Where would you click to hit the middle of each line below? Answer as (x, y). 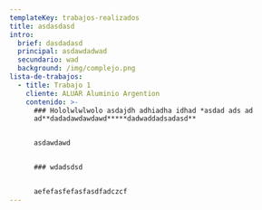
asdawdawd (52, 143)
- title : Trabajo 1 (54, 85)
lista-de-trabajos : (46, 77)
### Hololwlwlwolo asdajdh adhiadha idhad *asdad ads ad (143, 110)
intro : (22, 34)
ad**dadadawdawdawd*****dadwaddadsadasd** (115, 119)
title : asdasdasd (42, 26)
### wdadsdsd (58, 167)
